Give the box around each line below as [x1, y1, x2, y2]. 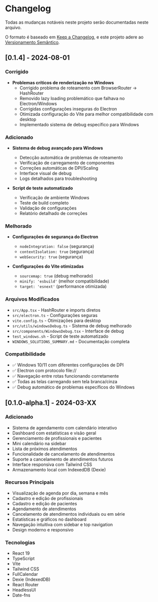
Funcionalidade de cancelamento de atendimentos [12, 451, 115, 457]
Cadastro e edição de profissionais [12, 495, 83, 501]
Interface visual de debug [19, 170, 72, 176]
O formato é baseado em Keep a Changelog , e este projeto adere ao [5, 34, 144, 40]
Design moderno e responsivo [12, 527, 74, 532]
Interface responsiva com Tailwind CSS [12, 461, 93, 467]
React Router [12, 582, 39, 588]
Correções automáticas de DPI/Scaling [19, 165, 98, 171]
